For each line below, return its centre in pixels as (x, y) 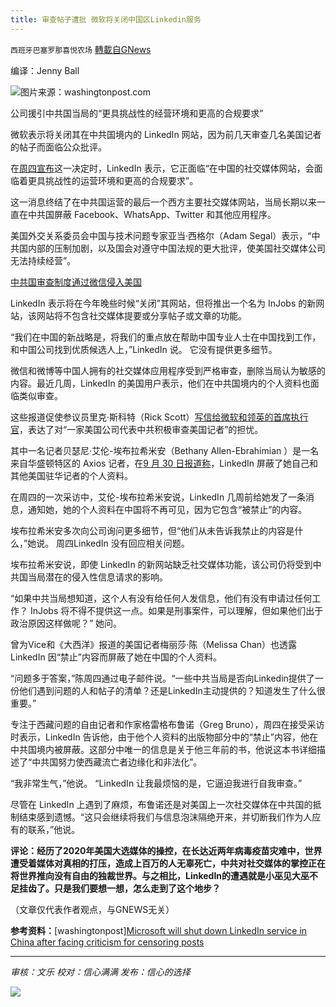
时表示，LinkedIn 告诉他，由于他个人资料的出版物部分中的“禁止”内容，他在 (164, 737)
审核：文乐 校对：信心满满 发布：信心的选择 (100, 972)
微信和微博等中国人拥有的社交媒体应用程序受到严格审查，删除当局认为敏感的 (168, 370)
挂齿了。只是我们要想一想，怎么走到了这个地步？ (119, 888)
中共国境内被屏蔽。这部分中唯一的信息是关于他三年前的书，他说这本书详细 (163, 749)
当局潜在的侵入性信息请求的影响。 (97, 577)
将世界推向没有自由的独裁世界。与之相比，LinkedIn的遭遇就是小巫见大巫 (160, 875)
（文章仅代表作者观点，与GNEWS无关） (92, 909)
